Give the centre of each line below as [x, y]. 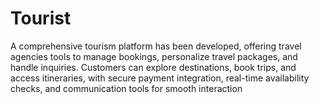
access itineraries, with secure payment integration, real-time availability [160, 78]
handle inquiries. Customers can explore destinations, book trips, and [153, 67]
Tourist [41, 18]
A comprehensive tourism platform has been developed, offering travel [156, 46]
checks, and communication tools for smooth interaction [126, 88]
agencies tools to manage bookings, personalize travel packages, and [154, 56]
